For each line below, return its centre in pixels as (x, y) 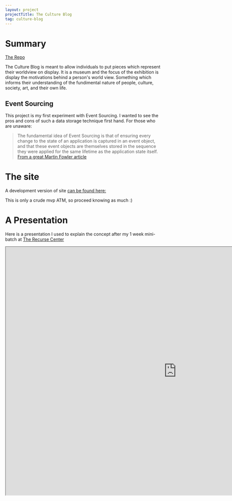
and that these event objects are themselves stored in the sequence (87, 146)
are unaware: (19, 126)
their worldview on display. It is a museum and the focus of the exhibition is (82, 72)
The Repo (15, 57)
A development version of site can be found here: (56, 191)
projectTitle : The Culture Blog (38, 14)
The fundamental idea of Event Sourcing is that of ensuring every (84, 136)
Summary (26, 43)
